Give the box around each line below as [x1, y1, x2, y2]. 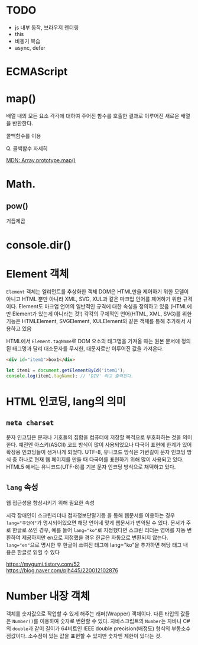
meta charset [6, 418, 54, 427]
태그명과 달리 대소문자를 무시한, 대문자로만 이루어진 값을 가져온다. [12, 345, 164, 352]
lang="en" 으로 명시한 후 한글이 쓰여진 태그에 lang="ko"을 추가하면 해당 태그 [6, 541, 182, 548]
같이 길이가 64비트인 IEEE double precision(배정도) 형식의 [34, 625, 170, 632]
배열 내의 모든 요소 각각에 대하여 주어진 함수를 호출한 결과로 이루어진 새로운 [6, 112, 180, 120]
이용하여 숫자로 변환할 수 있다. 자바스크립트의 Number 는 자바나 [39, 617, 182, 624]
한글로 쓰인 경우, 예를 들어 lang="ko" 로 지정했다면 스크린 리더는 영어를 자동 [12, 526, 186, 533]
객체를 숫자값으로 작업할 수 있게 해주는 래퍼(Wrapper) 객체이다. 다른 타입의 [6, 610, 179, 617]
